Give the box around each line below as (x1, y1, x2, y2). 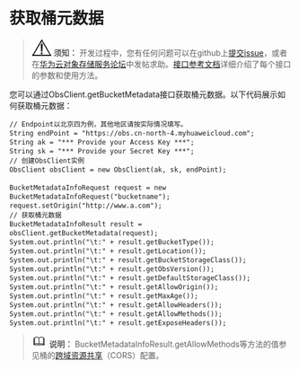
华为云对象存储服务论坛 (39, 58, 127, 69)
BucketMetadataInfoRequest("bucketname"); (9, 192, 171, 201)
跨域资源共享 (55, 349, 103, 360)
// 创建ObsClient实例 (9, 156, 85, 165)
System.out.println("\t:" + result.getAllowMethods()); (9, 309, 223, 319)
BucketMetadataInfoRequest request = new (9, 183, 167, 192)
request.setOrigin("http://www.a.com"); (9, 201, 163, 210)
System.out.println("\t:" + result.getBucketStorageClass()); (9, 255, 247, 265)
